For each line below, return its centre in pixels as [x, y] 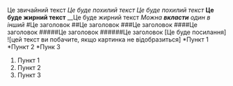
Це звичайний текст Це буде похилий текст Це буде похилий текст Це [111, 10]
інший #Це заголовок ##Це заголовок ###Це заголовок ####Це [103, 25]
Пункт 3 [29, 75]
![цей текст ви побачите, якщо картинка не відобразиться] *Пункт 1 [108, 40]
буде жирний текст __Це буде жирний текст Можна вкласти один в [109, 17]
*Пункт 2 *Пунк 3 [34, 47]
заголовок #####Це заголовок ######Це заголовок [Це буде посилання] [117, 32]
